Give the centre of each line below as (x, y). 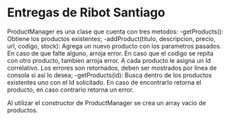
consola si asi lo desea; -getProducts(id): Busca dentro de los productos (110, 75)
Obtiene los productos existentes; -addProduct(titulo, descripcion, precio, (112, 38)
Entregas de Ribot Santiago (86, 13)
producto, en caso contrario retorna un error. (70, 90)
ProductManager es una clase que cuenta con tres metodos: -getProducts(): (115, 31)
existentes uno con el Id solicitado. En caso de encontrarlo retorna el (104, 82)
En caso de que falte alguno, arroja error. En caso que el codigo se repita (111, 53)
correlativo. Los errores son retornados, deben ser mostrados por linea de (112, 68)
